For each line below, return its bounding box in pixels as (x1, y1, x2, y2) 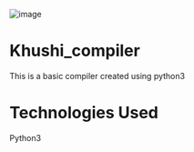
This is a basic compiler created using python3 (9, 70, 185, 81)
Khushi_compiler (9, 41, 141, 61)
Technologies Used (9, 103, 159, 123)
